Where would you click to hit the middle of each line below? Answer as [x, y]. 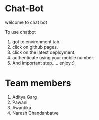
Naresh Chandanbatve [35, 113]
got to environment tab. [36, 42]
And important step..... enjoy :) [44, 63]
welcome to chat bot [26, 22]
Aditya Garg [25, 97]
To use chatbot [21, 32]
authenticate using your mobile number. [53, 57]
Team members [38, 83]
